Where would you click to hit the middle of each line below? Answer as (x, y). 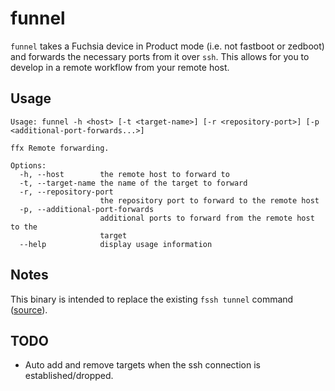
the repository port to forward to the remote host (209, 200)
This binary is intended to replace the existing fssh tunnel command (152, 299)
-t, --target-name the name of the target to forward (133, 183)
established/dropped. (69, 376)
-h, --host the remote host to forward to (124, 174)
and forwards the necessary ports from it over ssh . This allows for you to (160, 56)
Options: (28, 165)
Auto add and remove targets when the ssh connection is (142, 365)
